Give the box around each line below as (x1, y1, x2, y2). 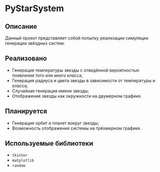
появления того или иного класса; (12, 72, 83, 78)
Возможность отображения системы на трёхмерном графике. (12, 125, 142, 131)
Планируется (5, 107, 47, 116)
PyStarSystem (5, 3, 64, 14)
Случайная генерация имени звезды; (12, 88, 89, 94)
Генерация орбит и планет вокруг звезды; (12, 120, 99, 126)
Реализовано (5, 54, 47, 63)
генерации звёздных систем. (5, 40, 65, 46)
